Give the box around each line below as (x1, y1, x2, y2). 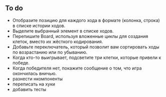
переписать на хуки (12, 81, 55, 87)
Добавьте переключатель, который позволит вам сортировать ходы (12, 43, 159, 49)
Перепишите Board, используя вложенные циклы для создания (12, 33, 148, 39)
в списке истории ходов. (12, 22, 65, 28)
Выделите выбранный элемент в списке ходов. (12, 27, 114, 34)
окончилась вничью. (12, 70, 57, 76)
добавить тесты (12, 86, 46, 92)
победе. (12, 59, 30, 65)
